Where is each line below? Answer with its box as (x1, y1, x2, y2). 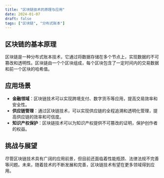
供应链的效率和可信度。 (16, 114, 64, 119)
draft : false (5, 16, 32, 21)
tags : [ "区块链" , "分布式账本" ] (5, 20, 65, 26)
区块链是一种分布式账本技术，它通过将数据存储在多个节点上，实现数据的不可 (5, 54, 159, 60)
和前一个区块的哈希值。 (5, 66, 52, 72)
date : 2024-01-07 (5, 12, 41, 17)
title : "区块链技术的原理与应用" (5, 7, 65, 12)
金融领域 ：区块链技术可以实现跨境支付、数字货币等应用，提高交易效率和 (12, 96, 158, 101)
